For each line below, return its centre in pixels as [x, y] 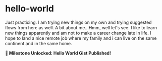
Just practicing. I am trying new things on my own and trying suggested [79, 22]
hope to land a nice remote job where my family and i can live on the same [81, 38]
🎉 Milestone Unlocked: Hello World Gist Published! [58, 53]
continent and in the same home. [39, 43]
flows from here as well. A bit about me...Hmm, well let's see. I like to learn [81, 27]
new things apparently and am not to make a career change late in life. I [78, 33]
